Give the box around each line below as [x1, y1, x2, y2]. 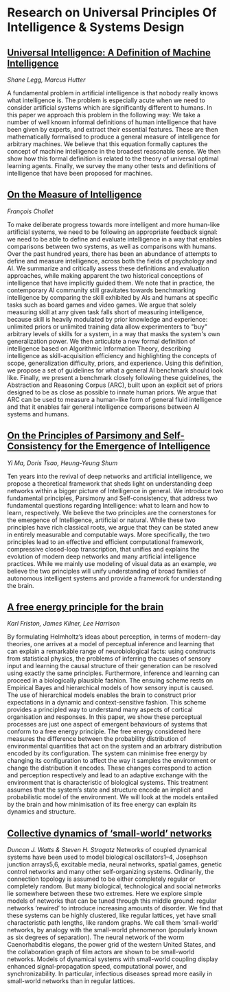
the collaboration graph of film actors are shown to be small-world [7, 948, 194, 956]
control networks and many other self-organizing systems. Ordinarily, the [7, 868, 214, 876]
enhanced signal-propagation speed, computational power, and [7, 963, 187, 971]
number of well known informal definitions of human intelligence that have [7, 118, 217, 126]
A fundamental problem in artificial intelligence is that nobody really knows [7, 89, 218, 97]
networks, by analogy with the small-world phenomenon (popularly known [7, 926, 218, 934]
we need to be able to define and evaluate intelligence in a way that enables [7, 235, 222, 243]
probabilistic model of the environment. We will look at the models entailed [7, 793, 218, 801]
